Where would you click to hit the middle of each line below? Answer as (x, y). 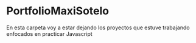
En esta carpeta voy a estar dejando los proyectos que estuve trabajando (98, 27)
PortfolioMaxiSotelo (58, 11)
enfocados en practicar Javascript (49, 33)
